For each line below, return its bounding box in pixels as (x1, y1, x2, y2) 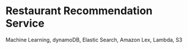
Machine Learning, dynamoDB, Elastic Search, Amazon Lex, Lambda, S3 (5, 36, 183, 43)
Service (5, 17, 45, 30)
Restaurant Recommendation (5, 4, 153, 18)
